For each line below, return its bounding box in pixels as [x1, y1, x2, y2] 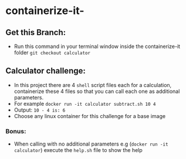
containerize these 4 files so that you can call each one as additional [13, 88, 180, 95]
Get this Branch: [5, 27, 66, 37]
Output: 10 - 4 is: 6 [13, 106, 66, 113]
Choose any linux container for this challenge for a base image [13, 112, 165, 119]
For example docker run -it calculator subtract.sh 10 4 [13, 100, 156, 107]
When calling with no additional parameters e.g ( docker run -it [13, 140, 168, 147]
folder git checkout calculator [13, 49, 90, 56]
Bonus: [5, 127, 26, 135]
